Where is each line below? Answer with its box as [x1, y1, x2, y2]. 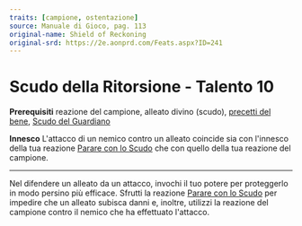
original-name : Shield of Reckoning [9, 30, 147, 39]
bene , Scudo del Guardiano [9, 116, 111, 126]
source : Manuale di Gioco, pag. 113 [9, 22, 147, 30]
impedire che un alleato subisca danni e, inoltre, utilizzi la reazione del [9, 197, 269, 208]
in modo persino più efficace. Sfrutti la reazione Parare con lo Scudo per [9, 187, 278, 198]
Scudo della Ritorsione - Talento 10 [9, 77, 274, 97]
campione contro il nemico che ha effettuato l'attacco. [9, 207, 209, 218]
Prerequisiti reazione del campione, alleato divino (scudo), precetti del [9, 107, 271, 117]
